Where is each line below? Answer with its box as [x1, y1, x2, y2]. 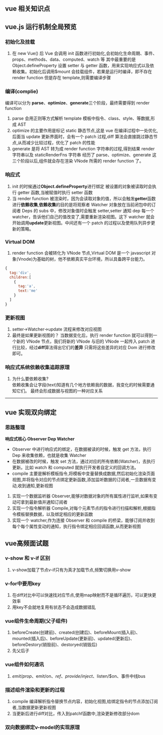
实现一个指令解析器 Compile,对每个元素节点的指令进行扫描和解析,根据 [12, 505, 152, 511]
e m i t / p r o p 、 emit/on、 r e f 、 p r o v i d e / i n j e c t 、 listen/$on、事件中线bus [12, 673, 146, 679]
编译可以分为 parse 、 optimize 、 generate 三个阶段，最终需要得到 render [5, 100, 150, 106]
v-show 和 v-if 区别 [5, 555, 50, 561]
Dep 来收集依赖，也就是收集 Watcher [12, 453, 86, 458]
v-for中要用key [5, 580, 41, 587]
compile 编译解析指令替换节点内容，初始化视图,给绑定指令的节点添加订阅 [12, 699, 158, 704]
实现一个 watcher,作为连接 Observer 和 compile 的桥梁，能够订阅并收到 [12, 517, 155, 524]
